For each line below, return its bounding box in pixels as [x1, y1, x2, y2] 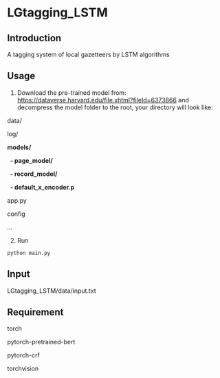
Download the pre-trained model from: [16, 88, 126, 97]
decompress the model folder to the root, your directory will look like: [16, 103, 213, 111]
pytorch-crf [7, 351, 40, 359]
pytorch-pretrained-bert [7, 338, 76, 346]
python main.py [7, 249, 51, 256]
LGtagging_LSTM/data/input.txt [7, 287, 96, 295]
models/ [7, 143, 32, 151]
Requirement [7, 307, 64, 318]
